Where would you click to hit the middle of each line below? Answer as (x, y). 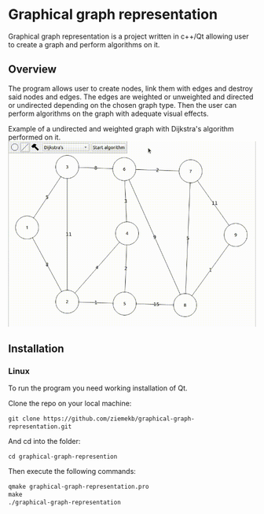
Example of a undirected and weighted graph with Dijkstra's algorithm (121, 128)
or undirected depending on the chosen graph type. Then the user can (123, 105)
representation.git (40, 427)
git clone (24, 419)
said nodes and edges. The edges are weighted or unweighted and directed (131, 97)
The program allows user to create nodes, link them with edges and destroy (130, 88)
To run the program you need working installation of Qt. (98, 388)
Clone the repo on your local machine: (70, 404)
